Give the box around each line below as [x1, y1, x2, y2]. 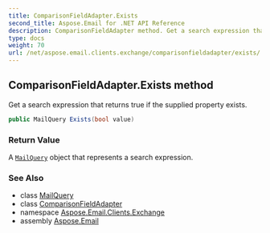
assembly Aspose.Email [19, 216, 99, 226]
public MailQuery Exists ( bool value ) [8, 115, 135, 123]
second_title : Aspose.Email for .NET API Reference [8, 19, 185, 27]
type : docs [8, 34, 45, 42]
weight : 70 [8, 42, 45, 50]
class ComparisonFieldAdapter [19, 199, 123, 209]
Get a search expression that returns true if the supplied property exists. [8, 99, 247, 109]
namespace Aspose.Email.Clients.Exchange [19, 207, 165, 217]
